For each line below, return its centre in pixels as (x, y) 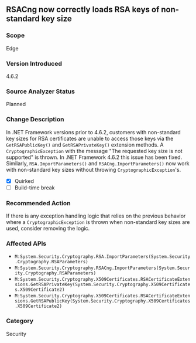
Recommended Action (39, 203)
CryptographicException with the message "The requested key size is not (94, 151)
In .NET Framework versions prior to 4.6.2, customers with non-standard (94, 132)
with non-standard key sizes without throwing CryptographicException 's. (94, 169)
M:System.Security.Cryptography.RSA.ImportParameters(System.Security (102, 257)
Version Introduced (34, 63)
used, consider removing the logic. (48, 228)
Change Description (35, 120)
